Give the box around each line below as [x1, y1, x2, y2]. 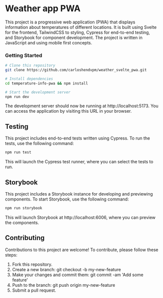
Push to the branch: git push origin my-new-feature [12, 282, 115, 288]
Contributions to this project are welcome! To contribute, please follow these [5, 247, 159, 253]
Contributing [5, 234, 45, 242]
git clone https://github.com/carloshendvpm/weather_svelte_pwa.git [5, 68, 147, 73]
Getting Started [5, 52, 42, 59]
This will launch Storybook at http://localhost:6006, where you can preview [5, 214, 156, 220]
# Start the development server [5, 90, 71, 95]
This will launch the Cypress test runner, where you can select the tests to [5, 159, 153, 165]
